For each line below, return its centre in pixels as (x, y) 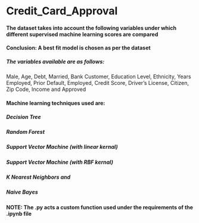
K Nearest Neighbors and (38, 177)
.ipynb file (19, 213)
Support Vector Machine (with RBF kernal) (60, 162)
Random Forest (26, 132)
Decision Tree (24, 117)
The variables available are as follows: (55, 62)
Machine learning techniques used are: (56, 103)
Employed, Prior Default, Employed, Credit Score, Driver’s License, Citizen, (98, 83)
